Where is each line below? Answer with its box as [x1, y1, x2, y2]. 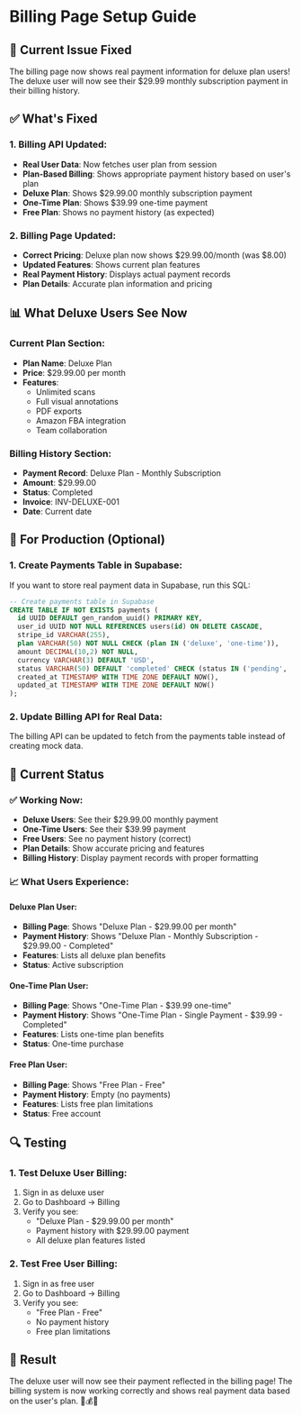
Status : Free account [22, 1108, 102, 1118]
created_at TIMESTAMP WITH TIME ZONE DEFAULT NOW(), [17, 672, 219, 681]
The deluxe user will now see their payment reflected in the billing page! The [9, 1376, 293, 1387]
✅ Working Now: [9, 793, 84, 806]
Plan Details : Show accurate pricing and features [22, 843, 205, 854]
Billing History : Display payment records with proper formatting [22, 853, 259, 863]
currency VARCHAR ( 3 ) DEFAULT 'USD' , [17, 655, 155, 664]
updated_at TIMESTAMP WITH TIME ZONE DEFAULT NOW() [17, 680, 216, 690]
